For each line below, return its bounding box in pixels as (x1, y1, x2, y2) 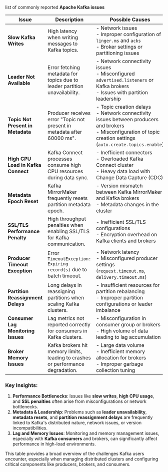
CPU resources (47, 168, 83, 175)
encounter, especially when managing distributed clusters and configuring (5, 456, 158, 462)
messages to (47, 40, 78, 47)
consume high (47, 162, 81, 168)
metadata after (47, 129, 82, 135)
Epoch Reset (7, 198, 38, 205)
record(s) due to (47, 266, 87, 273)
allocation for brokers (95, 354, 146, 361)
